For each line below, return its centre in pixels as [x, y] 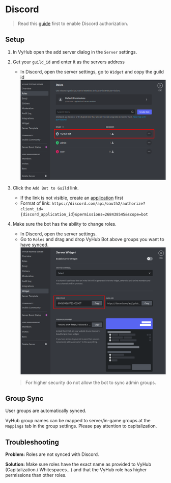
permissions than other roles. [36, 475]
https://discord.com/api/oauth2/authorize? [98, 203]
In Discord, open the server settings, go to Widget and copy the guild [92, 71]
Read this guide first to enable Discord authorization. [73, 23]
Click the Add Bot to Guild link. [46, 188]
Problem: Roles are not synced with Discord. [52, 454]
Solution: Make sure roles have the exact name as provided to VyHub [78, 464]
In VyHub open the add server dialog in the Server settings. [75, 52]
